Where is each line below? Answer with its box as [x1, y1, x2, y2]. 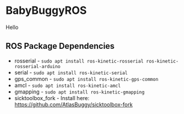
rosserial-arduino [14, 63, 61, 69]
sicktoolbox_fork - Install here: [14, 94, 90, 101]
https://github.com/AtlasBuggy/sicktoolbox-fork [14, 101, 133, 108]
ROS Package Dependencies [5, 41, 115, 51]
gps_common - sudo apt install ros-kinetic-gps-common [14, 75, 159, 82]
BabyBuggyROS [5, 4, 87, 17]
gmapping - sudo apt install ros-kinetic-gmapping [14, 88, 145, 95]
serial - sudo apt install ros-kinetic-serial [14, 69, 128, 76]
